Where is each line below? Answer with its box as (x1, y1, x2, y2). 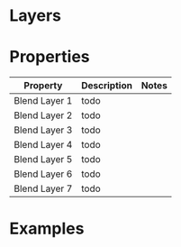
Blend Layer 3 (14, 123, 73, 136)
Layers (9, 5, 61, 26)
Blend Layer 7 (14, 182, 73, 195)
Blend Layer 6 (14, 168, 73, 180)
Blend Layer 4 (14, 139, 73, 151)
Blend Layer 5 (14, 153, 73, 166)
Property (23, 79, 63, 92)
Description (80, 79, 133, 92)
